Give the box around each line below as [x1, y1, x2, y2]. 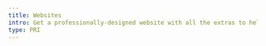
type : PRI [8, 26, 41, 34]
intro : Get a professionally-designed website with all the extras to [8, 19, 246, 27]
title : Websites [8, 11, 62, 19]
